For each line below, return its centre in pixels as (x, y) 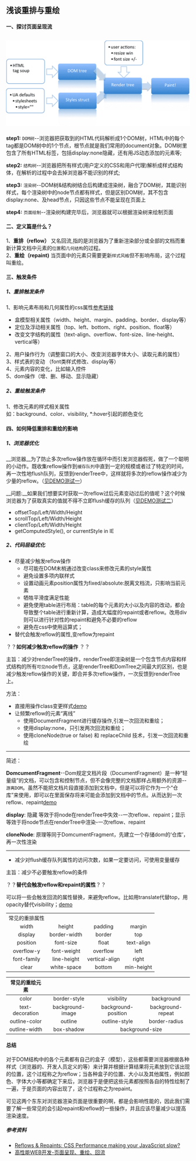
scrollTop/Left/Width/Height (48, 518)
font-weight (66, 951)
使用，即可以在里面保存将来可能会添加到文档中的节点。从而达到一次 (100, 795)
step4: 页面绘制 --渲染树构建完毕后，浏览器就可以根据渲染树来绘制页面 (90, 212)
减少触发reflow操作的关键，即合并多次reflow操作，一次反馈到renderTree (93, 674)
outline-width (26, 1029)
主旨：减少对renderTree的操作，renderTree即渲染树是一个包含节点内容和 (94, 659)
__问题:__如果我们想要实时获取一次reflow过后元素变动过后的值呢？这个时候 (96, 493)
